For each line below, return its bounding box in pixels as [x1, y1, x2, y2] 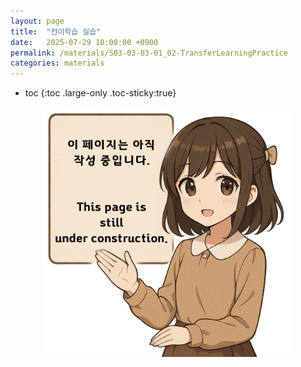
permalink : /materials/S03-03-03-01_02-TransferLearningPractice [10, 48, 288, 58]
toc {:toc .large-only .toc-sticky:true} [24, 87, 177, 99]
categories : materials [10, 58, 105, 69]
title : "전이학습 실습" [10, 26, 102, 37]
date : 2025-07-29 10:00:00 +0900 [10, 37, 159, 47]
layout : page [10, 16, 65, 26]
